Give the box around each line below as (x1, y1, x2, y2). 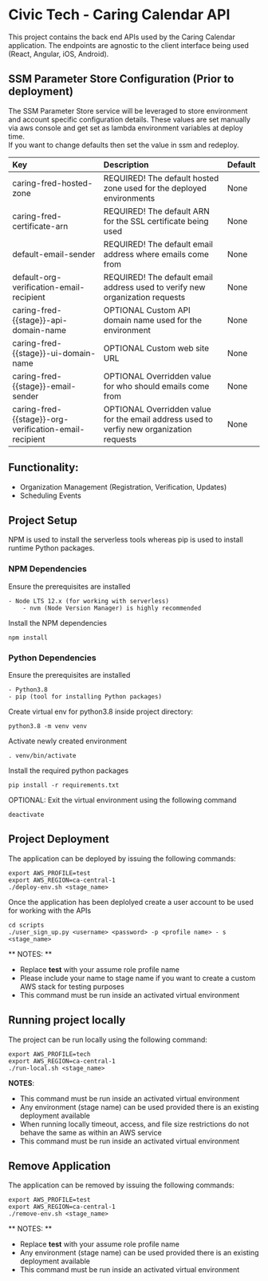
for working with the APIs (8, 906, 92, 915)
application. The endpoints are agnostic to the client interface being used (8, 40, 250, 50)
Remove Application (8, 1159, 112, 1173)
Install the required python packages (8, 766, 129, 775)
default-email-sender (12, 248, 96, 259)
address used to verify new (103, 282, 206, 293)
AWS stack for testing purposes (19, 982, 125, 991)
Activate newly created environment (8, 736, 128, 746)
